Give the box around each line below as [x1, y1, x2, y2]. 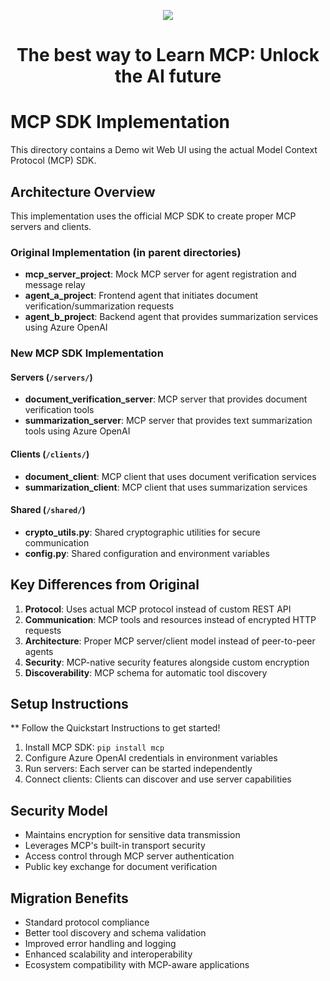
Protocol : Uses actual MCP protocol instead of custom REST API [24, 603, 292, 615]
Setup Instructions [10, 695, 129, 712]
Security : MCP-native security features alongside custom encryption [24, 656, 310, 668]
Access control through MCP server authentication [24, 850, 235, 862]
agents [24, 645, 54, 657]
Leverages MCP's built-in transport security [24, 840, 206, 852]
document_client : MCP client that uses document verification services [24, 470, 317, 482]
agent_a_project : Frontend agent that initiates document [24, 290, 259, 302]
